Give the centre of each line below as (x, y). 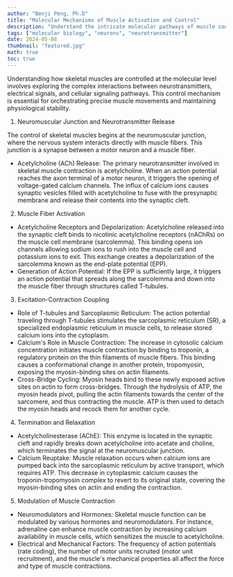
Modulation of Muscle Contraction (66, 501)
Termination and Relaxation (56, 422)
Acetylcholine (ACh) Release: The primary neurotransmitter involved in (118, 163)
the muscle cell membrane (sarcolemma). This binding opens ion (110, 242)
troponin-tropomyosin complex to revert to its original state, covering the (121, 480)
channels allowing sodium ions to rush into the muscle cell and (106, 249)
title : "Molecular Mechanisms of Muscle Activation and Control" (103, 20)
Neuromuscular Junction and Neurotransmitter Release (96, 122)
